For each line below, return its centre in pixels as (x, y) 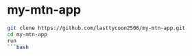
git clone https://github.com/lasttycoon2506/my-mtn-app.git (96, 28)
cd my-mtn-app (27, 34)
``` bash (18, 47)
